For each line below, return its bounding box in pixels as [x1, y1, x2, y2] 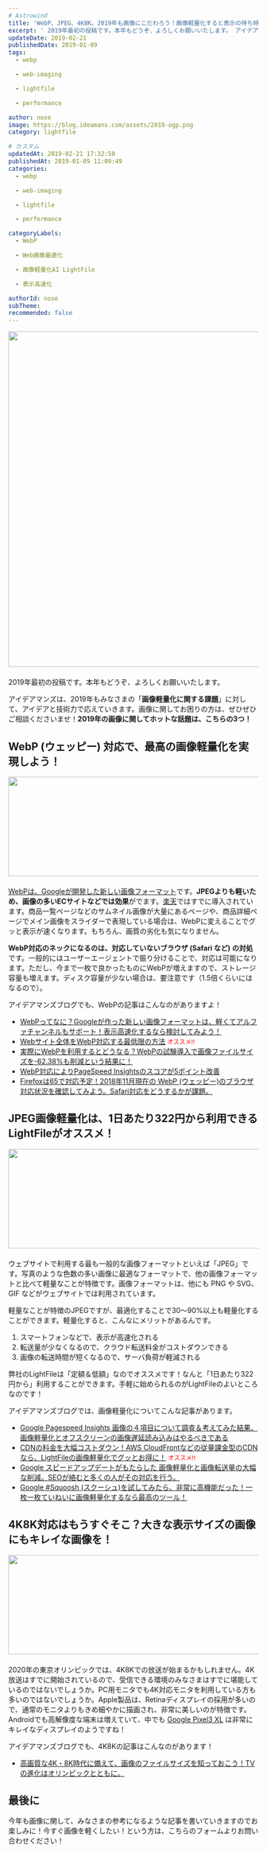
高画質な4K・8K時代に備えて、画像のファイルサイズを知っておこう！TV [19, 1758, 256, 1768]
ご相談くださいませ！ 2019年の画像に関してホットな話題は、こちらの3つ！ [8, 714, 252, 724]
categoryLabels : [8, 230, 62, 238]
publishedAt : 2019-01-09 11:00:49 [8, 157, 123, 165]
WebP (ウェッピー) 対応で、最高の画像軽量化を [8, 740, 239, 753]
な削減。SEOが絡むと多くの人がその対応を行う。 [19, 1472, 180, 1482]
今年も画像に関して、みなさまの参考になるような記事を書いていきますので [8, 1816, 252, 1826]
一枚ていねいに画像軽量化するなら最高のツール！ [26, 1492, 188, 1501]
